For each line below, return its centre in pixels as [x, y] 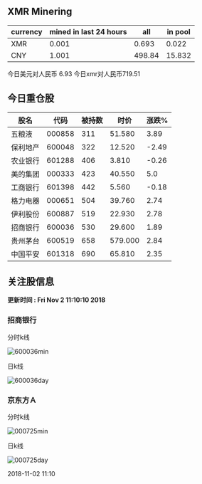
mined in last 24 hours [88, 31]
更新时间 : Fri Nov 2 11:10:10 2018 [57, 300]
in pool [179, 31]
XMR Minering [40, 12]
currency [27, 31]
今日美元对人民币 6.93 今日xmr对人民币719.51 [74, 73]
